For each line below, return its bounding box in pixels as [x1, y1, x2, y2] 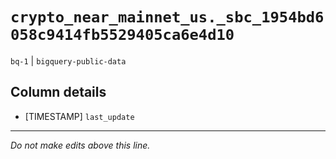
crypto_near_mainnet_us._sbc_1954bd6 [10, 8, 325, 27]
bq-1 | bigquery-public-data [10, 54, 127, 67]
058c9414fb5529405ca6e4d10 [10, 26, 235, 45]
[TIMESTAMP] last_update [24, 110, 135, 122]
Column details [10, 84, 107, 101]
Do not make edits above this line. [10, 139, 151, 151]
